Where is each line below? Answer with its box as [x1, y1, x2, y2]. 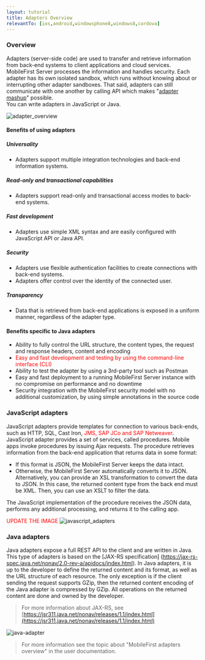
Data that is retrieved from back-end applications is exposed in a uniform [15, 307, 199, 314]
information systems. [15, 162, 69, 170]
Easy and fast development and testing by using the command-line [15, 354, 185, 361]
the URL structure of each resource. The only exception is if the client [6, 572, 182, 579]
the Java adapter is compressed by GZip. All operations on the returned [6, 585, 187, 593]
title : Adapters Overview [6, 15, 72, 21]
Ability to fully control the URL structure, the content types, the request [15, 341, 195, 348]
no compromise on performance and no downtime [15, 380, 143, 388]
